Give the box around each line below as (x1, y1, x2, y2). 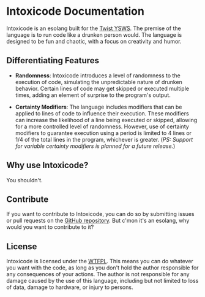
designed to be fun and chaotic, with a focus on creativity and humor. (6, 37, 182, 45)
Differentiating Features (6, 55, 100, 66)
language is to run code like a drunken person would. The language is (6, 31, 182, 38)
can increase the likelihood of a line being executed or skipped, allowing (15, 116, 198, 123)
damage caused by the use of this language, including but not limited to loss (6, 277, 199, 285)
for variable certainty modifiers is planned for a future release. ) (15, 142, 176, 150)
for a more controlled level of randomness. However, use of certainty (15, 123, 190, 130)
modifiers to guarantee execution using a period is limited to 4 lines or (15, 129, 192, 136)
